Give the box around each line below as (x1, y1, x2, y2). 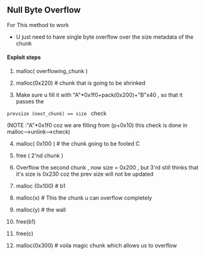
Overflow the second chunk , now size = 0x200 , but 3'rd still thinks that (15, 164, 199, 171)
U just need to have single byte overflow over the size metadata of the (15, 33, 194, 41)
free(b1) (15, 218, 36, 226)
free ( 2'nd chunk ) (15, 152, 64, 159)
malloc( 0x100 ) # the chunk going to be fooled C (15, 140, 140, 147)
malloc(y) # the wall (15, 206, 66, 214)
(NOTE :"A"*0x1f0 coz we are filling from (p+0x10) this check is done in (7, 122, 188, 129)
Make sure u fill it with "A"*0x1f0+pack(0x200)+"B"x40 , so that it (15, 92, 183, 99)
